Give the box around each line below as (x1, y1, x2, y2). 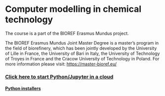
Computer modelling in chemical (5, 3, 142, 15)
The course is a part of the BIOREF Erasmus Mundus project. (5, 30, 129, 36)
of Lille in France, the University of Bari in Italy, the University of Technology (5, 50, 160, 56)
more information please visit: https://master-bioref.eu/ (5, 61, 117, 67)
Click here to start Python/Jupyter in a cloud (5, 73, 114, 80)
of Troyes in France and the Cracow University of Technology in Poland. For (5, 55, 160, 61)
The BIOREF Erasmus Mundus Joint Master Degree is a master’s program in (5, 40, 159, 46)
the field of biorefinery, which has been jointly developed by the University (5, 45, 157, 51)
